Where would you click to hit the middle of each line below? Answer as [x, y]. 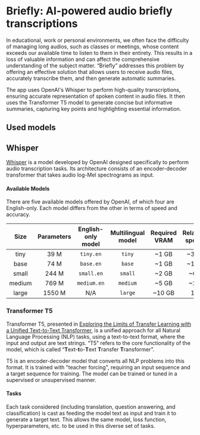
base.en [91, 264]
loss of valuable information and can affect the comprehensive [83, 59]
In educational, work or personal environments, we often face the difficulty [98, 40]
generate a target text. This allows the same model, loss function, [86, 419]
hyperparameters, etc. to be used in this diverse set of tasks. [81, 425]
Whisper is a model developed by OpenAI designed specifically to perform [98, 162]
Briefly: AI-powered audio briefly [89, 11]
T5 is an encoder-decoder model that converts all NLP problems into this [96, 361]
